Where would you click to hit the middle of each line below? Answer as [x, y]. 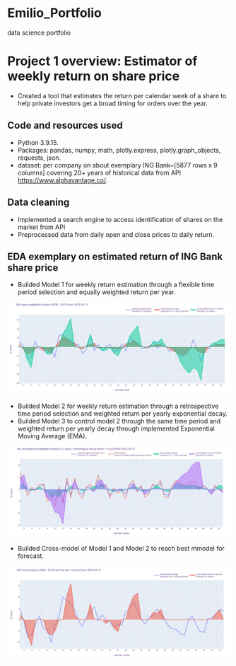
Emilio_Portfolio [55, 13]
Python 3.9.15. [38, 142]
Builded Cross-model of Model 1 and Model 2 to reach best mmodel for [121, 549]
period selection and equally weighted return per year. [96, 292]
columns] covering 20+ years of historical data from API [99, 173]
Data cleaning [39, 203]
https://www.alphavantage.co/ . [63, 180]
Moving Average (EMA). [52, 436]
